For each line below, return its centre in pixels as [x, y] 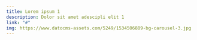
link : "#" [19, 22]
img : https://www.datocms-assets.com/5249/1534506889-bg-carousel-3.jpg [99, 28]
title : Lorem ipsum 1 [33, 11]
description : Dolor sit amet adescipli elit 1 [65, 17]
